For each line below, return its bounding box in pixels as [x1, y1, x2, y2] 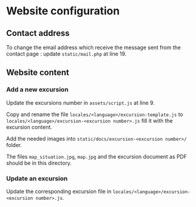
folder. [6, 141, 22, 148]
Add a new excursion [6, 86, 69, 94]
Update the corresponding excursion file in [6, 187, 112, 195]
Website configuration [6, 4, 120, 18]
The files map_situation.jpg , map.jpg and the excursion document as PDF [6, 153, 187, 160]
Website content [6, 68, 69, 78]
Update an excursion [6, 174, 68, 182]
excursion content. [6, 123, 53, 130]
